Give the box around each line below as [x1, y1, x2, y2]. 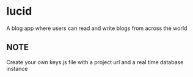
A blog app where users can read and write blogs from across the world [6, 24, 188, 32]
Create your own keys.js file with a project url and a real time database [6, 58, 184, 65]
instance [6, 65, 28, 72]
